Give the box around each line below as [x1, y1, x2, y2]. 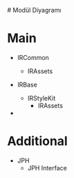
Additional [7, 133, 68, 149]
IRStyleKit [27, 94, 56, 102]
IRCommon [17, 53, 50, 61]
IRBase [17, 80, 38, 89]
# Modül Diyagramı [7, 6, 62, 14]
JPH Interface [27, 163, 67, 172]
